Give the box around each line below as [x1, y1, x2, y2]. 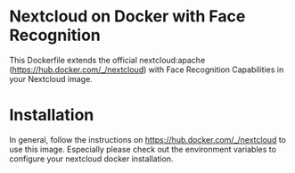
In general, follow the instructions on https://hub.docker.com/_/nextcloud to [9, 134, 287, 144]
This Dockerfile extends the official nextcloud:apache [9, 54, 206, 65]
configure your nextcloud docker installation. [9, 153, 174, 164]
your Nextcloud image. [9, 73, 94, 84]
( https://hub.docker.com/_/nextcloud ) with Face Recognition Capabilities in [9, 64, 284, 75]
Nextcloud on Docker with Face [9, 6, 246, 27]
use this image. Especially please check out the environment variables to [9, 144, 276, 154]
